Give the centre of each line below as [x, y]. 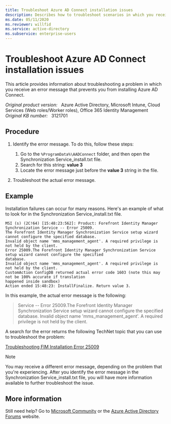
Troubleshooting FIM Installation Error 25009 [52, 347]
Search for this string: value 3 [51, 164]
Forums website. [23, 416]
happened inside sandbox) [33, 281]
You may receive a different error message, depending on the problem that [84, 366]
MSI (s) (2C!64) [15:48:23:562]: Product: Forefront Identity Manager [82, 223]
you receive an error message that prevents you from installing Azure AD [82, 89]
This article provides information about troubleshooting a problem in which [83, 84]
